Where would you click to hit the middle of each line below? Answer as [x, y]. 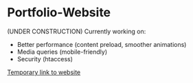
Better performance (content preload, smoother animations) [102, 44]
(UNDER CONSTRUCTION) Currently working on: [77, 31]
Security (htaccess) [45, 59]
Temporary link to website [44, 72]
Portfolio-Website [59, 13]
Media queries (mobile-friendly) [62, 52]
